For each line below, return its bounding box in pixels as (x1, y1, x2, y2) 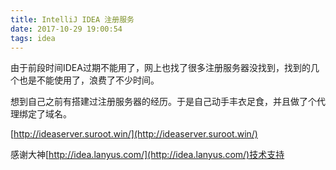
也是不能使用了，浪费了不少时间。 (18, 74, 160, 86)
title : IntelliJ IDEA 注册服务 (10, 14, 135, 25)
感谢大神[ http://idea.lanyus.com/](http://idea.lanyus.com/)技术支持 (10, 149, 285, 161)
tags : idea (10, 33, 56, 43)
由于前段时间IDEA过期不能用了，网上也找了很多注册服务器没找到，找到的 (10, 62, 311, 74)
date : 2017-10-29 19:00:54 (10, 24, 123, 34)
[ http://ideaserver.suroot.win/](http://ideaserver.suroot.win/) (10, 128, 258, 140)
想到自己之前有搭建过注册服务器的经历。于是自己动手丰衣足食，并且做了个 (10, 96, 317, 108)
